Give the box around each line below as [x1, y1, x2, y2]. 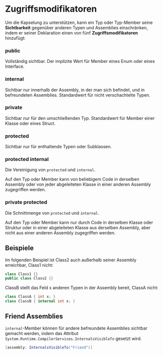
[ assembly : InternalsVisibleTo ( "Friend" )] [5, 345, 93, 350]
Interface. [5, 63, 25, 69]
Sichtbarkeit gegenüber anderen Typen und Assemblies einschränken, [5, 24, 148, 30]
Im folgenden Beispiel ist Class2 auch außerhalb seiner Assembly [5, 257, 137, 263]
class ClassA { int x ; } [5, 294, 56, 299]
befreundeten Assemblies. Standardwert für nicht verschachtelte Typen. [5, 92, 150, 98]
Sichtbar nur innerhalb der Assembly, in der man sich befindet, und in [5, 87, 145, 93]
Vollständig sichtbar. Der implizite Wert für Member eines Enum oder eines [5, 59, 155, 64]
